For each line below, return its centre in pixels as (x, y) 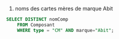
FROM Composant (36, 25)
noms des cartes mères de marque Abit (64, 9)
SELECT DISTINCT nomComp (37, 19)
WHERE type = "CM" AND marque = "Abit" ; (66, 30)
